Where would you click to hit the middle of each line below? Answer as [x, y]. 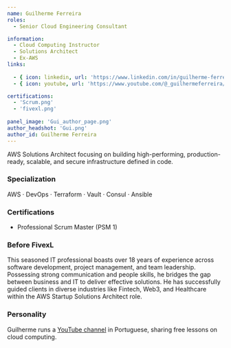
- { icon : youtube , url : [49, 83]
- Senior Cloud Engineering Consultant [70, 26]
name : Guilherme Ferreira [44, 13]
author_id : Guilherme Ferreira [52, 134]
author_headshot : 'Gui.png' [47, 128]
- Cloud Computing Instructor [56, 45]
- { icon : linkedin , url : [51, 77]
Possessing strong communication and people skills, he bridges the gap [109, 275]
